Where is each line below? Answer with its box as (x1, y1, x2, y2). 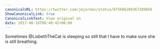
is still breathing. (5, 39, 38, 45)
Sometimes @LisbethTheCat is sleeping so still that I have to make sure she (5, 34, 156, 39)
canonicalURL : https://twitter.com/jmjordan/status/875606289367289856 (5, 7, 152, 12)
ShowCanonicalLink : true (5, 12, 55, 16)
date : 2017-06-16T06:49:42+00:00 (5, 20, 73, 25)
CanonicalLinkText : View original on (5, 16, 81, 21)
